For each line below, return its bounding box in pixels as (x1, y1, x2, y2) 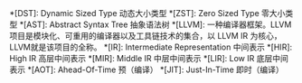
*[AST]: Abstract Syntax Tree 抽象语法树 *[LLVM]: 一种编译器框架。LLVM (19, 19, 292, 30)
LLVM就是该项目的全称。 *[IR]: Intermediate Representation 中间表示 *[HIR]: (9, 41, 293, 52)
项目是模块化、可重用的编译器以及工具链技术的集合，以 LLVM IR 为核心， (9, 31, 282, 41)
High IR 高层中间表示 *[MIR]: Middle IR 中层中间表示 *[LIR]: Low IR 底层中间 (9, 53, 289, 63)
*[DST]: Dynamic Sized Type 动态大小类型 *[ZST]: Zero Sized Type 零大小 (9, 8, 286, 18)
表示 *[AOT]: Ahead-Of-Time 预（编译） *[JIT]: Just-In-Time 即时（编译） (9, 64, 284, 75)
